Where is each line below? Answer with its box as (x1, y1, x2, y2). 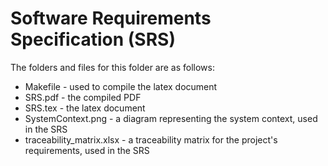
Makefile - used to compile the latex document (24, 80, 218, 92)
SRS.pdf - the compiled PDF (24, 91, 142, 103)
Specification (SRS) (10, 28, 176, 51)
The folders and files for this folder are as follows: (10, 61, 216, 73)
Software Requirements (10, 7, 212, 30)
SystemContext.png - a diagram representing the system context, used (24, 112, 318, 124)
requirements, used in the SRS (24, 144, 150, 156)
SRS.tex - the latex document (24, 102, 146, 114)
